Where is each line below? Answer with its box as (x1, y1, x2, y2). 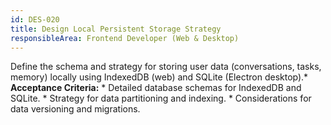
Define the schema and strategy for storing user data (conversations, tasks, (10, 61, 322, 73)
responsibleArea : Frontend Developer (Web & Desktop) (10, 33, 240, 43)
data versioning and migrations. (10, 103, 141, 115)
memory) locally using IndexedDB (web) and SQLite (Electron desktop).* (10, 71, 309, 83)
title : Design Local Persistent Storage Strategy (10, 24, 222, 34)
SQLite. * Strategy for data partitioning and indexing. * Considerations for (10, 92, 312, 105)
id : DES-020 (10, 14, 60, 25)
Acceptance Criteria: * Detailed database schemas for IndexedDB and (10, 82, 302, 94)
